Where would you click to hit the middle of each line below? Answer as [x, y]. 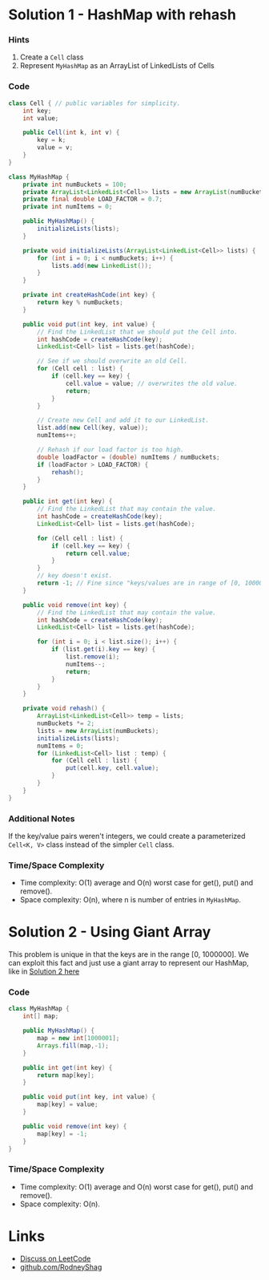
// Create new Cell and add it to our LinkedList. [123, 420]
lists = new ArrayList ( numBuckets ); [98, 731]
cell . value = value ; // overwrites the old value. [152, 383]
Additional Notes [42, 818]
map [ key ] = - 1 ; [62, 1134]
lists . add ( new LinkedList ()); [101, 265]
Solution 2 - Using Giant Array [110, 932]
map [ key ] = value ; [68, 1104]
